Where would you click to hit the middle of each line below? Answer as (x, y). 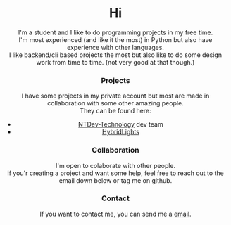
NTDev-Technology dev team (121, 124)
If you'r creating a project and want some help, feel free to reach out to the (115, 173)
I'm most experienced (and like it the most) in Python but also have (115, 39)
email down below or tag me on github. (115, 180)
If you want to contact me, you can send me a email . (115, 214)
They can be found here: (115, 111)
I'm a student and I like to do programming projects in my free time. (115, 32)
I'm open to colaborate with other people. (115, 165)
